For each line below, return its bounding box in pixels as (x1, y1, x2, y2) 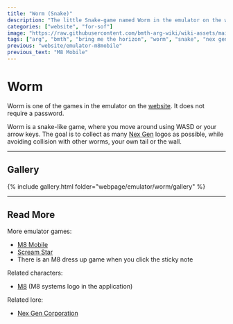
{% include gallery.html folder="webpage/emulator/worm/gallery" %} (7, 182, 206, 191)
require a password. (7, 109, 64, 117)
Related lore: (7, 296, 44, 304)
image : (7, 29, 26, 37)
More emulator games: (7, 227, 72, 236)
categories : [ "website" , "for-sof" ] (7, 23, 113, 30)
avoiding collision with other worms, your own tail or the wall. (7, 137, 182, 146)
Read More (7, 209, 55, 221)
